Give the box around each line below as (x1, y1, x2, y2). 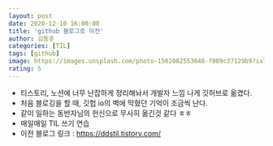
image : (8, 58, 31, 66)
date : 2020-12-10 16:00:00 (8, 19, 100, 28)
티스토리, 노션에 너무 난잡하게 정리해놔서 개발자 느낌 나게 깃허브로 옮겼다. (19, 88, 253, 97)
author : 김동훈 (8, 34, 55, 43)
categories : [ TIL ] (8, 42, 71, 50)
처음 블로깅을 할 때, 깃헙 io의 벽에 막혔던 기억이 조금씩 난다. (19, 98, 209, 108)
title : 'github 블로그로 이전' (8, 27, 104, 35)
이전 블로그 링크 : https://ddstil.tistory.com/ (19, 128, 161, 138)
